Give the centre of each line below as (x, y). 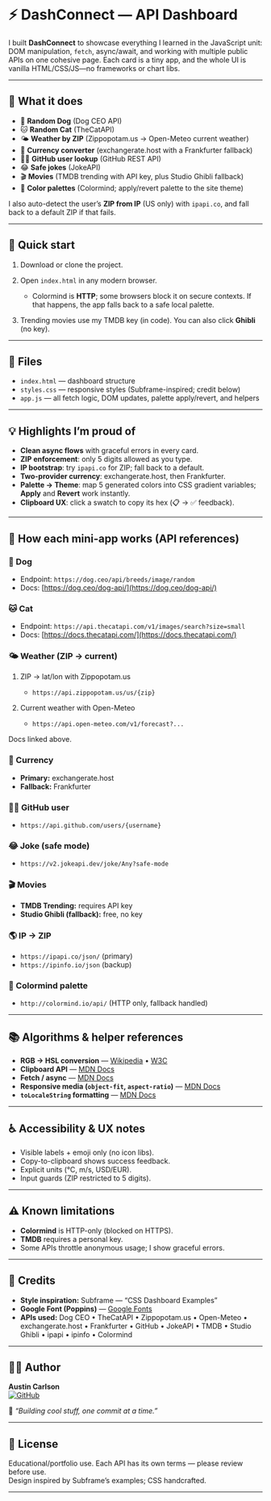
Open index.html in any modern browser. (88, 280)
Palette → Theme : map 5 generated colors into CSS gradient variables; (138, 485)
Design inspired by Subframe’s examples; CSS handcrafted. (108, 1481)
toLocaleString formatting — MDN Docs (88, 1095)
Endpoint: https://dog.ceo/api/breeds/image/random (107, 579)
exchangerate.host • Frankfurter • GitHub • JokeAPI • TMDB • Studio (135, 1326)
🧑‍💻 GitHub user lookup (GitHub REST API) (90, 158)
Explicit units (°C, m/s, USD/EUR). (75, 1169)
